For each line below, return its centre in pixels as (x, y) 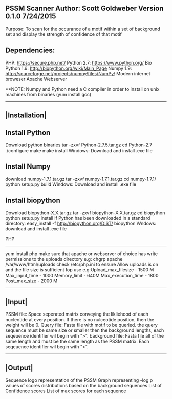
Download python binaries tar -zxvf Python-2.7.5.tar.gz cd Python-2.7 (79, 145)
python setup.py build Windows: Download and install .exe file (71, 184)
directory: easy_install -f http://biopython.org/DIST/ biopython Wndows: (81, 224)
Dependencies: (30, 50)
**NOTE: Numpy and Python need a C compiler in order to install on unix (82, 89)
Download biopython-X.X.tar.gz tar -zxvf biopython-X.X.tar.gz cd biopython (85, 213)
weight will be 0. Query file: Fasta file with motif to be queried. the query (81, 325)
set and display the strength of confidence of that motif (63, 34)
